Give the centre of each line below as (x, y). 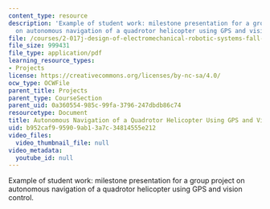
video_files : (30, 135)
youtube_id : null (45, 158)
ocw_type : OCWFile (39, 83)
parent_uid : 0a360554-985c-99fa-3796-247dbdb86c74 (95, 105)
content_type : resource (48, 16)
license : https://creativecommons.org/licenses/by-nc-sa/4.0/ (115, 76)
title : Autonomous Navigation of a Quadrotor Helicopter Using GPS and (131, 121)
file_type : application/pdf (55, 53)
